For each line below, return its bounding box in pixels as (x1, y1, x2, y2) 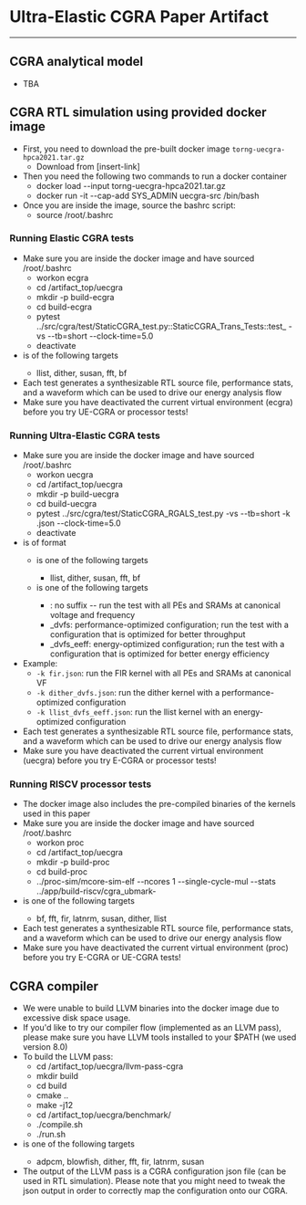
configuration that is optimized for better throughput (49, 629, 246, 640)
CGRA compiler (9, 979, 98, 994)
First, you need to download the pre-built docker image (22, 143, 230, 154)
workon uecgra (36, 469, 94, 480)
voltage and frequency (49, 610, 136, 621)
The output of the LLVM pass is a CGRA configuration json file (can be (22, 1166, 287, 1177)
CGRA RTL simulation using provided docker (9, 105, 267, 120)
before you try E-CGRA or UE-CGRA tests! (22, 952, 182, 963)
